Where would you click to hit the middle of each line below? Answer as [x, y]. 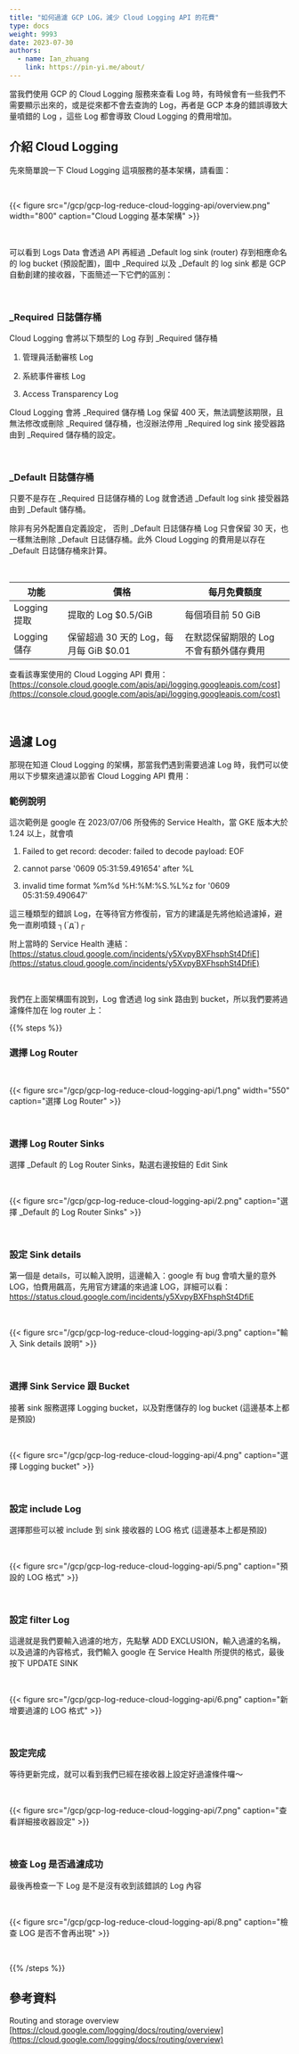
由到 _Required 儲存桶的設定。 [65, 435]
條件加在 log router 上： [60, 1010]
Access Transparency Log [70, 393]
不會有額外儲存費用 [225, 650]
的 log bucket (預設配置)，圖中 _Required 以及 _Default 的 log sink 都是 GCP [148, 263]
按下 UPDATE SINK [44, 1663]
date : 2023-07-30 [41, 42]
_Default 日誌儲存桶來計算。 [61, 551]
